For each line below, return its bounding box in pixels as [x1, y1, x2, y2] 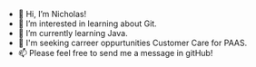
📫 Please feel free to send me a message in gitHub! [17, 48, 213, 58]
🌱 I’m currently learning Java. [17, 28, 129, 38]
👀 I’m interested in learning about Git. [17, 18, 157, 29]
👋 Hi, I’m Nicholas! [17, 9, 87, 19]
